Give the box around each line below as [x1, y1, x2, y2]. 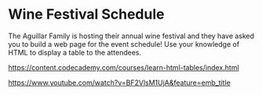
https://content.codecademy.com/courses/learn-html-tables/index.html [8, 62, 239, 72]
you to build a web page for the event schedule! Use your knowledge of [8, 39, 240, 48]
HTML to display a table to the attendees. [8, 47, 142, 57]
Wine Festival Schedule [8, 5, 165, 23]
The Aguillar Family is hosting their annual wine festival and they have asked [8, 31, 255, 40]
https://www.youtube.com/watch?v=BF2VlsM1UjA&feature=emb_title [8, 78, 231, 87]
